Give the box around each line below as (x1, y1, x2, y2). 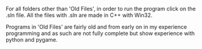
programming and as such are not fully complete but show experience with (6, 30, 195, 37)
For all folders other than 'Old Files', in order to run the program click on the (6, 5, 196, 12)
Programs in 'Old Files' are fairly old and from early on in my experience (6, 24, 187, 30)
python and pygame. (6, 36, 58, 43)
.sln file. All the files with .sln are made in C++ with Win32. (6, 11, 152, 19)
